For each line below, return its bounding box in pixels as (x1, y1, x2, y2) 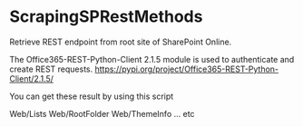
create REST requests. (9, 63, 93, 74)
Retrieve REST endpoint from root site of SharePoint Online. (9, 36, 232, 47)
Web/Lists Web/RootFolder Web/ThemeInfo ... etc (9, 108, 195, 119)
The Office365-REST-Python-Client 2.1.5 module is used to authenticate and (9, 54, 295, 64)
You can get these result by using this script (9, 91, 174, 102)
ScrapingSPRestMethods (9, 6, 203, 27)
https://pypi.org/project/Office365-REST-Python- (94, 63, 279, 74)
